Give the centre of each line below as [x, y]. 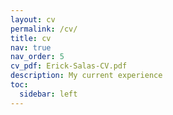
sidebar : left [48, 94]
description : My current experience [86, 76]
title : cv [31, 38]
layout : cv [33, 19]
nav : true [31, 47]
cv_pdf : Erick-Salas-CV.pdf [69, 66]
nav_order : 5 [37, 57]
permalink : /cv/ [44, 29]
